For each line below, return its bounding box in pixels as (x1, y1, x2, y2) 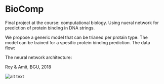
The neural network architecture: (5, 54, 72, 60)
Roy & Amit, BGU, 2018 (5, 64, 51, 70)
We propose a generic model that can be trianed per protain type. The (5, 34, 148, 40)
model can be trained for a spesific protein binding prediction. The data (5, 39, 151, 45)
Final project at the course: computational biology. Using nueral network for (5, 20, 159, 26)
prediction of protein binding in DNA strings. (5, 25, 95, 30)
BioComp (5, 3, 44, 15)
